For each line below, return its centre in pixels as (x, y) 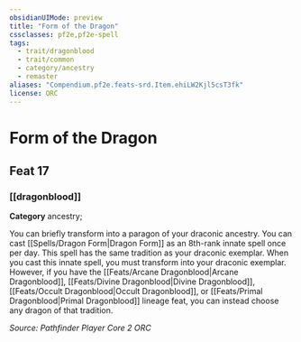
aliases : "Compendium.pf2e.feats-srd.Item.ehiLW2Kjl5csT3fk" (127, 85)
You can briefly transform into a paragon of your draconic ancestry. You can (151, 234)
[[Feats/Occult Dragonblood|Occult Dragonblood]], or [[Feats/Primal (136, 291)
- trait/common (46, 60)
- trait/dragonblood (56, 51)
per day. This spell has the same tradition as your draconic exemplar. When (149, 253)
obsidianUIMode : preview (56, 18)
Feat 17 (29, 171)
